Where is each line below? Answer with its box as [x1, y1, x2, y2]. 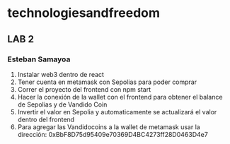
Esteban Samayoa [7, 54, 71, 64]
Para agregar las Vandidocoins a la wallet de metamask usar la [17, 122, 200, 131]
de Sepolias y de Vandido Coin [17, 100, 108, 109]
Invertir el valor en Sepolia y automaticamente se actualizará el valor [17, 107, 217, 116]
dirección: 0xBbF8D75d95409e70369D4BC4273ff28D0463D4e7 [17, 130, 209, 138]
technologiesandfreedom [7, 5, 161, 21]
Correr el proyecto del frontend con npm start [17, 85, 151, 93]
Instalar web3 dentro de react [17, 70, 105, 78]
